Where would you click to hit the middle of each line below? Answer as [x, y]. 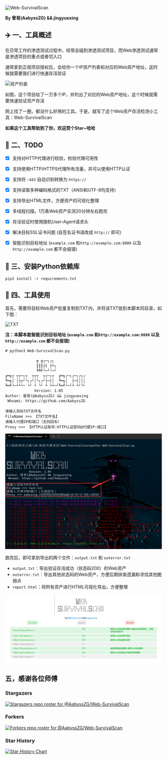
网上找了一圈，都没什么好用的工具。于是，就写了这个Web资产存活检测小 [80, 111]
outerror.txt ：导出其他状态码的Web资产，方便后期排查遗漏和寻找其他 [85, 574]
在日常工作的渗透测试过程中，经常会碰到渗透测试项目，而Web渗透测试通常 [82, 50]
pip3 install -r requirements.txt [41, 279]
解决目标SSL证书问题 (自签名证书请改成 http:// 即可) [67, 232]
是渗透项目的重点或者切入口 [34, 56]
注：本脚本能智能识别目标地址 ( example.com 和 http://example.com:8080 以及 [83, 334]
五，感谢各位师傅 [31, 679]
